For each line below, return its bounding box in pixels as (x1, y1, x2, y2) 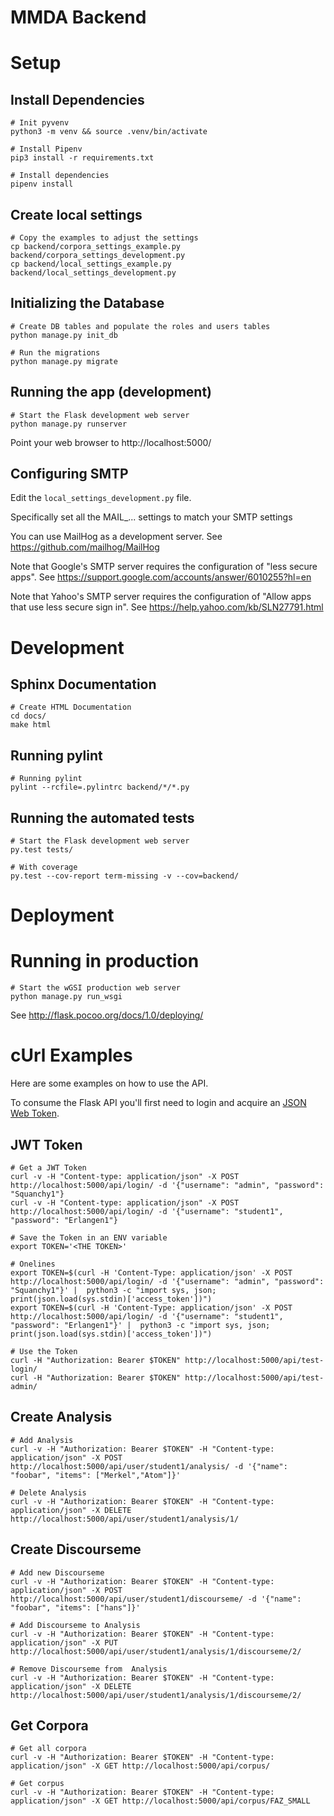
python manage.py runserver (10, 419, 128, 429)
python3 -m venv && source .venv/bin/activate (10, 127, 208, 137)
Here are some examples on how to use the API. (10, 1077, 209, 1090)
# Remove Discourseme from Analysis (10, 1664, 168, 1674)
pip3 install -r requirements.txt (10, 153, 155, 163)
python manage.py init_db (10, 330, 118, 340)
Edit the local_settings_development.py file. (10, 492, 192, 504)
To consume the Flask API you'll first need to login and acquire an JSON (10, 1097, 307, 1109)
